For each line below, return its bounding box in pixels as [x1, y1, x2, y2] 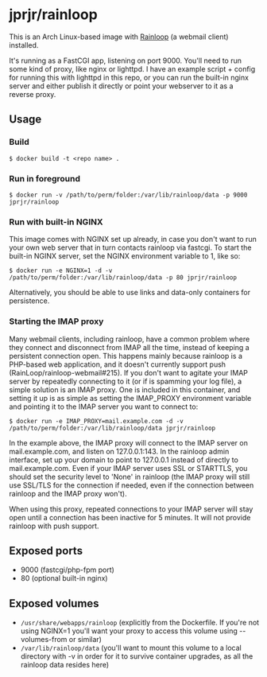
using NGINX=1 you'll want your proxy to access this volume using [20, 626, 238, 636]
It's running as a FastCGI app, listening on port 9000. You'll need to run [9, 56, 242, 65]
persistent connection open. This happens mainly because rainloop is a [9, 351, 243, 360]
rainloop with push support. [9, 521, 99, 531]
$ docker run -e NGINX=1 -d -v [9, 267, 113, 275]
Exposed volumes [9, 597, 99, 610]
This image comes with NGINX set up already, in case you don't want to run [9, 235, 257, 244]
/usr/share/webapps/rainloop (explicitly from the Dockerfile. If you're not [20, 618, 260, 628]
